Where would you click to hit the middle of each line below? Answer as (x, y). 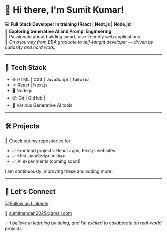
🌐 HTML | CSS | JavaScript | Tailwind (51, 79)
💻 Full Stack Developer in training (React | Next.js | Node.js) (69, 24)
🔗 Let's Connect (30, 192)
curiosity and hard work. (30, 47)
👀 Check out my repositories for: (39, 141)
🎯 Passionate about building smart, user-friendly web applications (73, 36)
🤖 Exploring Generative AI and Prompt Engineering (58, 31)
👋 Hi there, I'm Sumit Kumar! (65, 10)
